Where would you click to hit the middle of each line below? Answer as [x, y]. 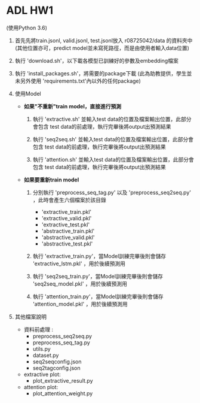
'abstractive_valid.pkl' [68, 237]
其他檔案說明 [30, 316]
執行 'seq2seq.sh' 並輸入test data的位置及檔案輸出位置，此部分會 [113, 139]
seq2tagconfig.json [56, 368]
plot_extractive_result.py [63, 380]
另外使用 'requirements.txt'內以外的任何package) [81, 81]
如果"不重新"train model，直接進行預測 [72, 106]
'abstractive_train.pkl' [68, 231]
